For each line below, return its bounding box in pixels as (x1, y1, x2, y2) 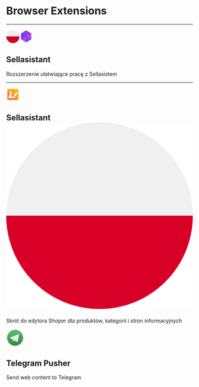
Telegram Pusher (6, 358, 71, 368)
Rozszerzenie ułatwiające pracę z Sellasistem (6, 70, 117, 78)
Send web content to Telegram (6, 374, 82, 381)
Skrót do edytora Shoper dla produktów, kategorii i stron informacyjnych (6, 317, 182, 324)
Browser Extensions (6, 4, 107, 18)
